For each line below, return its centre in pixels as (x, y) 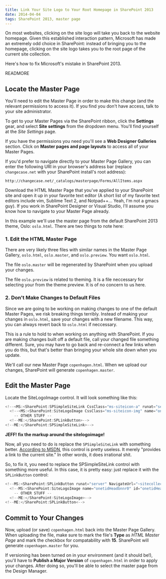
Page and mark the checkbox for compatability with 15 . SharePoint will (77, 540)
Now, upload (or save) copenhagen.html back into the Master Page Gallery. (80, 530)
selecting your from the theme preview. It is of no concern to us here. (76, 285)
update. (13, 355)
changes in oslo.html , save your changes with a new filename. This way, (79, 319)
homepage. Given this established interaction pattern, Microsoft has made (81, 38)
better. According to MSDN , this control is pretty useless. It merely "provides (83, 449)
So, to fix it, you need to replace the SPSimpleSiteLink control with (72, 464)
